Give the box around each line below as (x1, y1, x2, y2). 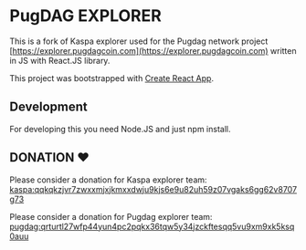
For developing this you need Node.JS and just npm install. (9, 123, 231, 134)
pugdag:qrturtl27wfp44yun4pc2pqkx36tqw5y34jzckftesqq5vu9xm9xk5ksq (9, 221, 295, 232)
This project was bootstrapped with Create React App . (9, 72, 215, 83)
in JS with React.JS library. (9, 55, 111, 66)
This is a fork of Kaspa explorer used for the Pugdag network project (9, 36, 269, 47)
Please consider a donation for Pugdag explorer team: (9, 211, 213, 222)
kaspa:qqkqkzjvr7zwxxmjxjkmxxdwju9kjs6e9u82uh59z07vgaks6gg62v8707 (9, 183, 298, 194)
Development (9, 99, 89, 115)
